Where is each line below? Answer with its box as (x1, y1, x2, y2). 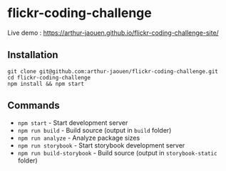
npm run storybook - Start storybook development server (17, 140, 185, 150)
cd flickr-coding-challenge (7, 74, 91, 81)
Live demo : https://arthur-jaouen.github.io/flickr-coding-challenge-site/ (7, 28, 219, 37)
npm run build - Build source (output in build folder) (17, 126, 172, 134)
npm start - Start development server (17, 118, 128, 127)
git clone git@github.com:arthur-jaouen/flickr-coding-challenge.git (7, 67, 219, 75)
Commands (7, 99, 61, 111)
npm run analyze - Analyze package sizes (17, 133, 140, 142)
